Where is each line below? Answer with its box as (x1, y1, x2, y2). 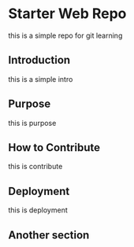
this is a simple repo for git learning (8, 31, 123, 40)
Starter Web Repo (8, 5, 127, 23)
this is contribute (8, 162, 63, 171)
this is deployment (8, 205, 69, 215)
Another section (8, 228, 90, 241)
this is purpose (8, 118, 57, 127)
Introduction (8, 53, 71, 67)
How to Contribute (8, 141, 101, 154)
